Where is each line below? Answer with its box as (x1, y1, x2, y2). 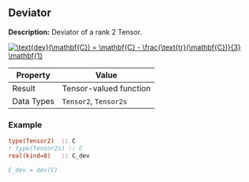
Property (16, 69, 51, 80)
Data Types (12, 95, 55, 106)
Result (12, 83, 36, 94)
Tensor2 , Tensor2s (62, 95, 128, 106)
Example (8, 119, 43, 130)
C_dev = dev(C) (8, 165, 58, 174)
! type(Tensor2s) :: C (8, 144, 83, 152)
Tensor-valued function (62, 83, 152, 94)
